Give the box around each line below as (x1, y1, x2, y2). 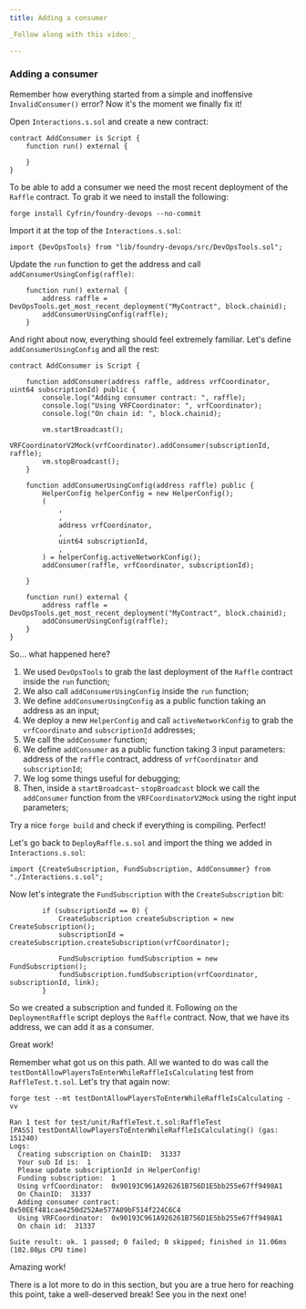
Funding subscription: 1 (17, 1173, 117, 1182)
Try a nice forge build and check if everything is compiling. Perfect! (9, 819, 267, 830)
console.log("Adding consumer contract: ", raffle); (42, 393, 247, 402)
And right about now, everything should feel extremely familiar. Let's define (9, 334, 291, 345)
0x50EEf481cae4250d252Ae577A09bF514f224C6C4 (9, 1205, 181, 1214)
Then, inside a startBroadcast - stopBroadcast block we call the (22, 782, 260, 794)
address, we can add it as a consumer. (9, 1021, 155, 1032)
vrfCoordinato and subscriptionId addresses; (22, 724, 196, 735)
